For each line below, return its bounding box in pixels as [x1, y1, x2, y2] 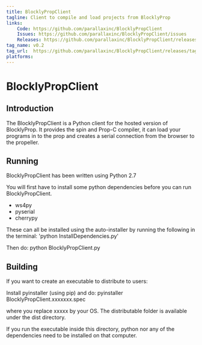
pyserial [14, 208, 35, 216]
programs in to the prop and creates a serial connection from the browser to [6, 132, 195, 139]
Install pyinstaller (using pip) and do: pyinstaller [6, 290, 123, 297]
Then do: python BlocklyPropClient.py [6, 244, 100, 252]
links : [6, 20, 23, 26]
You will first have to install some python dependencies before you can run [6, 184, 191, 191]
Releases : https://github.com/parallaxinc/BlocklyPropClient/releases [17, 37, 198, 43]
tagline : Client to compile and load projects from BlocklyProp [6, 14, 171, 20]
